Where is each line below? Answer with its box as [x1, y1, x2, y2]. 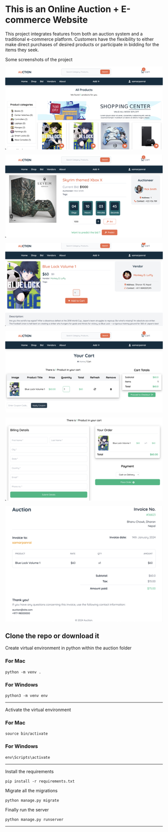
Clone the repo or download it [5, 632, 99, 640]
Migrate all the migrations [5, 787, 58, 793]
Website [52, 14, 88, 26]
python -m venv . [5, 669, 41, 674]
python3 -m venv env [5, 694, 48, 699]
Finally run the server [5, 806, 49, 812]
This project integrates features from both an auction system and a [5, 31, 143, 37]
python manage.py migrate [5, 798, 59, 803]
